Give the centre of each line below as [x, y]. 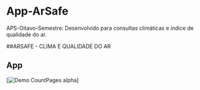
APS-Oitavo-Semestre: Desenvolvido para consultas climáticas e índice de [100, 28]
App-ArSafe [37, 11]
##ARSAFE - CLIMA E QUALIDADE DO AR [59, 46]
